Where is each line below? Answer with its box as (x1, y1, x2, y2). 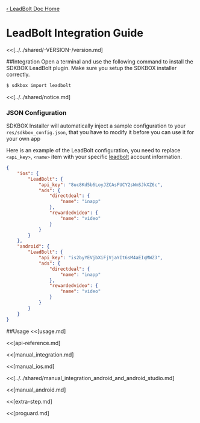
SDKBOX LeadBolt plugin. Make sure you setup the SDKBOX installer (6, 64, 177, 71)
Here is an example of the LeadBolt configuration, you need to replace (6, 147, 181, 154)
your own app (6, 135, 41, 143)
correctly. (6, 71, 30, 78)
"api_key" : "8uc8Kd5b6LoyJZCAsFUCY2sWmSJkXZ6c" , (38, 181, 163, 188)
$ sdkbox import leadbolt (6, 82, 71, 88)
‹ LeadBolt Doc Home (6, 5, 60, 12)
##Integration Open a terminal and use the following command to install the (6, 57, 194, 65)
